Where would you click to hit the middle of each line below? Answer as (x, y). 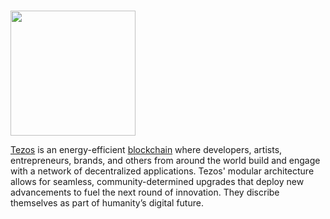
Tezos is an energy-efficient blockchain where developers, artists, (146, 150)
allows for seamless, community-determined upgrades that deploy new (157, 182)
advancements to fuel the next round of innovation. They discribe (145, 192)
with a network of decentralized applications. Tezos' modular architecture (162, 171)
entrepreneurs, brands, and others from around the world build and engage (165, 161)
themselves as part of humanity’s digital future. (107, 203)
